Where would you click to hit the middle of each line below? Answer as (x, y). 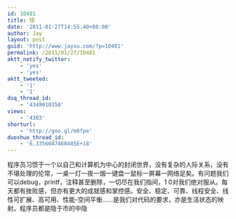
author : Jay (25, 33)
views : (17, 111)
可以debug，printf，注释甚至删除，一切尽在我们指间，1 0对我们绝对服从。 (114, 182)
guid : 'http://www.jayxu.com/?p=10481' (66, 46)
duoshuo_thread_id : (36, 137)
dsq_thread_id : (29, 99)
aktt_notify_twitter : (39, 59)
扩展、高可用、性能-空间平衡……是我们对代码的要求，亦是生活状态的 (118, 199)
